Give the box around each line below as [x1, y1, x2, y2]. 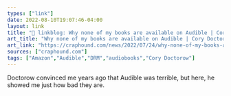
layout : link [7, 23, 45, 29]
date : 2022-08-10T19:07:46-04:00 [7, 16, 103, 23]
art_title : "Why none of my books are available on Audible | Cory [7, 36, 205, 43]
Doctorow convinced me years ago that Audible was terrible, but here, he [7, 73, 215, 82]
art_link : [7, 42, 36, 49]
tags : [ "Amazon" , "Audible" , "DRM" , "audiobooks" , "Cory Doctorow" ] [7, 55, 195, 62]
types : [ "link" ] [7, 10, 54, 17]
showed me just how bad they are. [7, 80, 105, 89]
